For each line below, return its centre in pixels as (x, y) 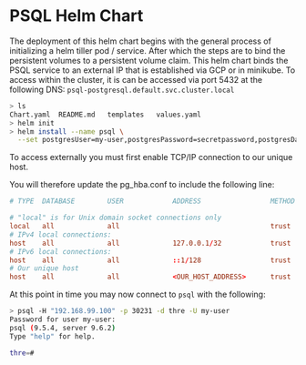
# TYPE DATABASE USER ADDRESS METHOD (153, 201)
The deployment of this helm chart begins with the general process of (140, 41)
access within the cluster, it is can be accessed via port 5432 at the (136, 79)
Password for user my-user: (63, 319)
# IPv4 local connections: (61, 234)
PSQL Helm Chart (76, 16)
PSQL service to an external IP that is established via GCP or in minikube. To (153, 70)
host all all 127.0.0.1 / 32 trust (150, 243)
